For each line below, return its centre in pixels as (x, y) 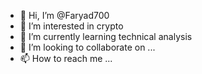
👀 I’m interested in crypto (71, 26)
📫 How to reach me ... (66, 58)
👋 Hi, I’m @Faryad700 (64, 15)
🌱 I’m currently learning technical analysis (106, 36)
